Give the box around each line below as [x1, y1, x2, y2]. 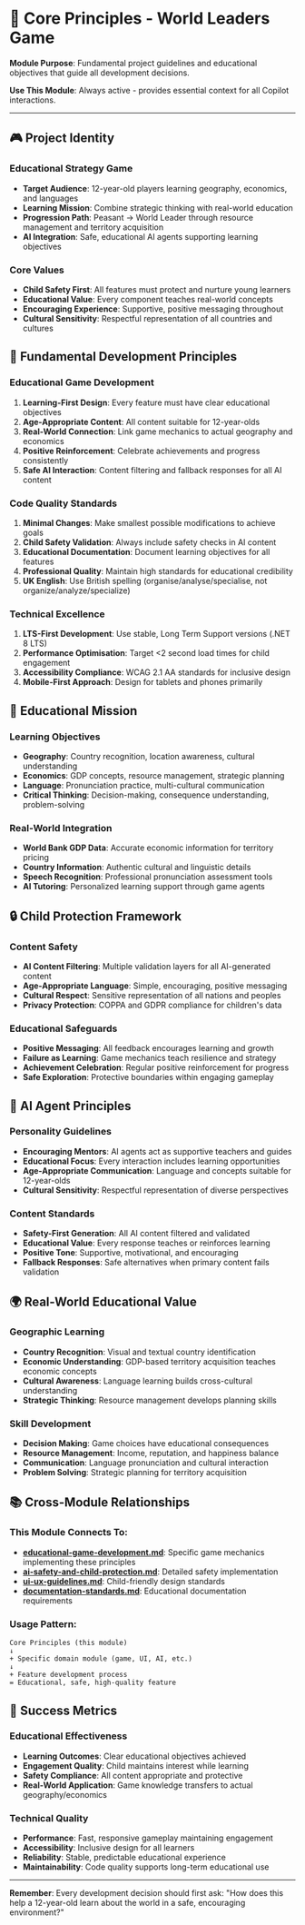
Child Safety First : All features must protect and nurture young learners [22, 283, 291, 294]
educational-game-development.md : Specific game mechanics [22, 1546, 265, 1557]
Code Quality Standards [9, 497, 118, 510]
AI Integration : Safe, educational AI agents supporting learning [22, 231, 259, 242]
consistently [22, 454, 69, 466]
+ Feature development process [9, 1671, 128, 1680]
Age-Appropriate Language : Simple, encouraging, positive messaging [22, 980, 288, 991]
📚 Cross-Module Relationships [9, 1494, 191, 1510]
